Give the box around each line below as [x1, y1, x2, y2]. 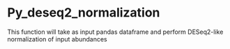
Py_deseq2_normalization [7, 5, 160, 21]
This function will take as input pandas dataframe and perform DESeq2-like [7, 28, 224, 36]
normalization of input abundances [7, 35, 108, 43]
